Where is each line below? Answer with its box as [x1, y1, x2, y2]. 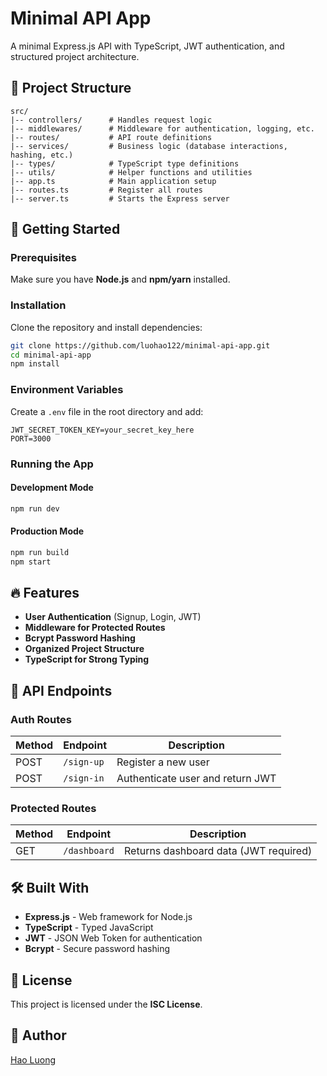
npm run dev [10, 503, 60, 514]
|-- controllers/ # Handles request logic [10, 115, 213, 125]
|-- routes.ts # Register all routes [10, 185, 203, 195]
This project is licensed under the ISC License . [10, 998, 203, 1011]
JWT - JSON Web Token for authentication [24, 932, 203, 944]
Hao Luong [10, 1053, 57, 1066]
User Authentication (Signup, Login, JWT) [24, 611, 202, 623]
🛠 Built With [10, 879, 90, 896]
